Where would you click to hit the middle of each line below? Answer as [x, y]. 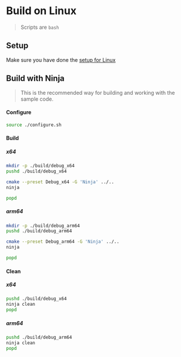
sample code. [37, 99]
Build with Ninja [35, 79]
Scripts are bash [40, 27]
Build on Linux [41, 11]
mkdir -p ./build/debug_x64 [41, 166]
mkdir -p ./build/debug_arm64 [43, 226]
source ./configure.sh [34, 125]
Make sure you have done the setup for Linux [61, 59]
